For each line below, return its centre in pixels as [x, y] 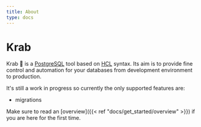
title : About [23, 12]
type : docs [20, 17]
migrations [28, 100]
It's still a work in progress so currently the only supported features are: [96, 88]
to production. [24, 76]
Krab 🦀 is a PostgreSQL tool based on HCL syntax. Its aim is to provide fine [100, 64]
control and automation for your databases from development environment [99, 70]
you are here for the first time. [44, 118]
